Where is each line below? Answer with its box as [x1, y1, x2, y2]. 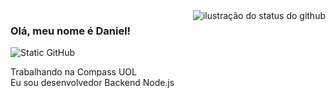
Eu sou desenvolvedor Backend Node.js [10, 77, 175, 89]
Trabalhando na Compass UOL [10, 66, 137, 78]
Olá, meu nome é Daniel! [10, 24, 132, 38]
